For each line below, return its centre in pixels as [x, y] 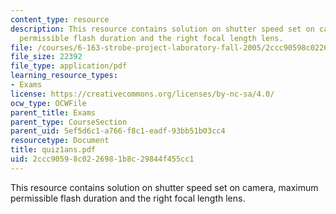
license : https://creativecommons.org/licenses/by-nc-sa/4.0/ [142, 94]
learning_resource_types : [64, 76]
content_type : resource [60, 19]
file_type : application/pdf [69, 66]
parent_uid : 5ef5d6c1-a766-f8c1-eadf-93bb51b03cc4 [118, 131]
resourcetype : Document [60, 141]
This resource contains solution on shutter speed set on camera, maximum [164, 187]
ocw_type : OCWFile [48, 103]
